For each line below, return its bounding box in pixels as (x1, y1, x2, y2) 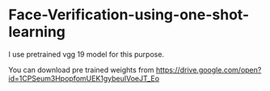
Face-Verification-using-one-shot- (8, 6, 250, 24)
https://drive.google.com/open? (155, 64, 262, 74)
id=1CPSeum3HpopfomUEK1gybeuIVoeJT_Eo (8, 73, 160, 83)
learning (8, 23, 66, 41)
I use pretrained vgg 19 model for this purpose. (8, 49, 164, 59)
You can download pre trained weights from (8, 64, 155, 74)
